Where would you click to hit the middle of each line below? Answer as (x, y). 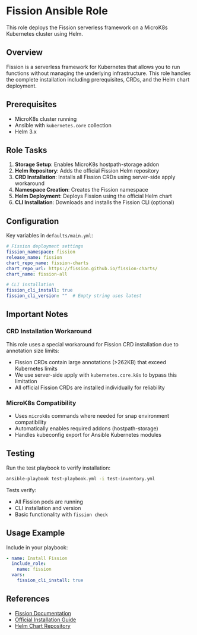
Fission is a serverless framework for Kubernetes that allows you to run (93, 67)
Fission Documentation (43, 613)
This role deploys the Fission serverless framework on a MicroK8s (87, 27)
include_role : (29, 564)
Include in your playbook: (37, 547)
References (28, 599)
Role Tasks (27, 150)
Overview (25, 53)
